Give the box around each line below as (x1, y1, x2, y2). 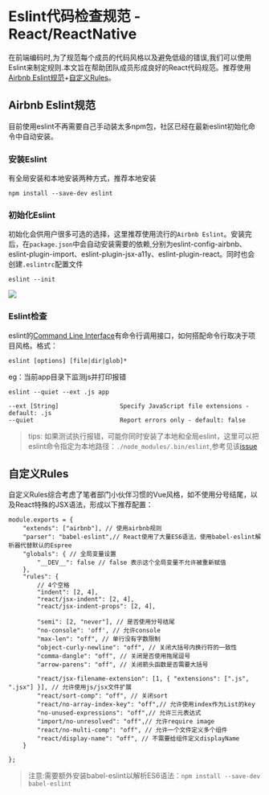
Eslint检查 (8, 311, 47, 322)
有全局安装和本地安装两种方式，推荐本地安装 (8, 174, 157, 183)
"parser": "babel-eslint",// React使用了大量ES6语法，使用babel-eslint (22, 533, 255, 542)
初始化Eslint (8, 209, 56, 220)
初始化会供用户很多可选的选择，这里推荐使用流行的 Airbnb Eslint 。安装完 (8, 229, 253, 239)
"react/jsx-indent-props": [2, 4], (37, 603, 157, 611)
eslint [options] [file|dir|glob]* (8, 356, 128, 365)
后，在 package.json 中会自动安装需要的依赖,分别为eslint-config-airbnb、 (8, 239, 247, 249)
